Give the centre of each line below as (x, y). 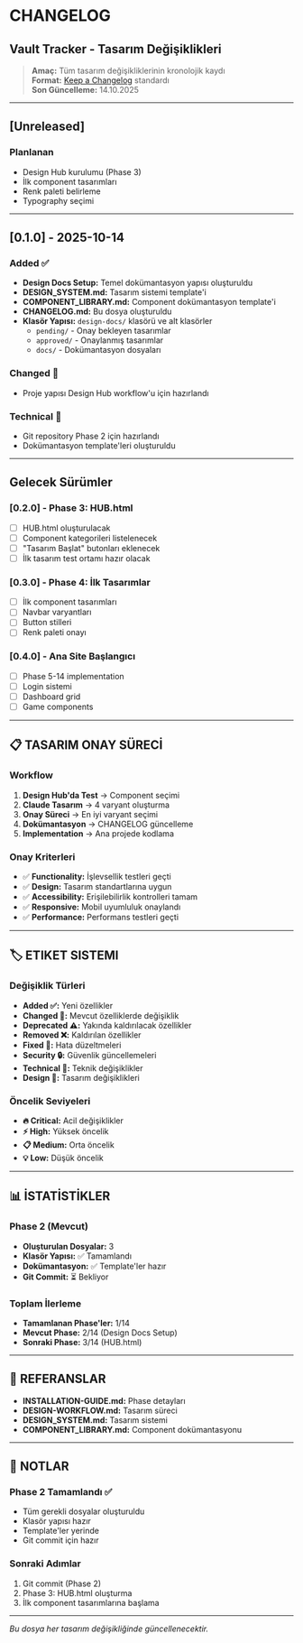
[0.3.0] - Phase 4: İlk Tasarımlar (80, 582)
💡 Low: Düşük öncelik (63, 1158)
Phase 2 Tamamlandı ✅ (61, 1492)
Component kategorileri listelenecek (90, 538)
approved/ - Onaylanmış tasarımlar (100, 340)
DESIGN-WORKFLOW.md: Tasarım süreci (100, 1410)
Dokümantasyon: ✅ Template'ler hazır (94, 1266)
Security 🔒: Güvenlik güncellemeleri (89, 1055)
